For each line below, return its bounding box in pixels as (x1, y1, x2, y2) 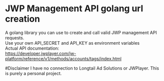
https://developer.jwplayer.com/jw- (5, 50, 76, 56)
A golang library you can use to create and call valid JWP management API (5, 29, 157, 35)
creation (5, 13, 40, 25)
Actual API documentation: (5, 45, 60, 51)
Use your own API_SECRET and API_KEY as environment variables (5, 40, 140, 46)
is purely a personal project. (5, 70, 62, 76)
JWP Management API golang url (5, 3, 143, 14)
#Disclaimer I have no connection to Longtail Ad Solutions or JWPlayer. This (5, 65, 159, 71)
